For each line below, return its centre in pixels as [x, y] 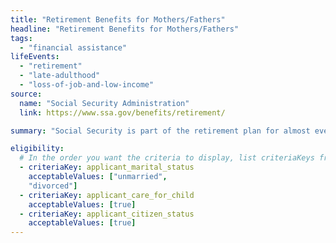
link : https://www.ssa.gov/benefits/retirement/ [122, 112]
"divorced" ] [53, 186]
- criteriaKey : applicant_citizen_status [107, 214]
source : [26, 94]
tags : [21, 38]
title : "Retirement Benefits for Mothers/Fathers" [118, 19]
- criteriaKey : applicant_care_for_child [107, 195]
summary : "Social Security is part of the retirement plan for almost [160, 131]
